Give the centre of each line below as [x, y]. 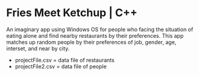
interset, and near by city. [38, 48]
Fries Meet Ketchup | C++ [72, 13]
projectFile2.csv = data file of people [61, 66]
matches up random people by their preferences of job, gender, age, [91, 42]
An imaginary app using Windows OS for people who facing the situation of [100, 29]
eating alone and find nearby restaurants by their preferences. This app [95, 35]
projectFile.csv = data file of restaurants [65, 60]
